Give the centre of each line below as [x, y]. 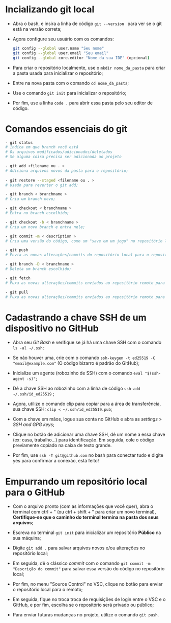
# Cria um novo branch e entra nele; [45, 227]
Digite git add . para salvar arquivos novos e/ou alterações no [79, 548]
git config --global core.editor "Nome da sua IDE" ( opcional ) [81, 58]
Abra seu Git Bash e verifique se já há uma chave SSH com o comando [87, 342]
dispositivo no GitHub [52, 328]
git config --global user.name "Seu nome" [58, 48]
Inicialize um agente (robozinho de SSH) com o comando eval [78, 373]
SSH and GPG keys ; [33, 425]
